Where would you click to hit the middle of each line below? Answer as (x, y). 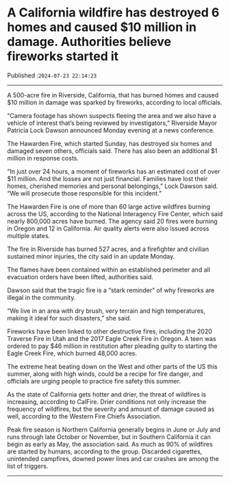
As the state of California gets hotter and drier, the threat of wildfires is (107, 394)
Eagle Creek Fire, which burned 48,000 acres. (72, 353)
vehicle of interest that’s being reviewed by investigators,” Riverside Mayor (112, 123)
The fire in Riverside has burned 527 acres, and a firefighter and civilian (108, 249)
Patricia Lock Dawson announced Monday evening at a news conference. (111, 130)
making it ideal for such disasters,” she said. (69, 318)
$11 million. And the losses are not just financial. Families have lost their (107, 178)
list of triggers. (28, 466)
